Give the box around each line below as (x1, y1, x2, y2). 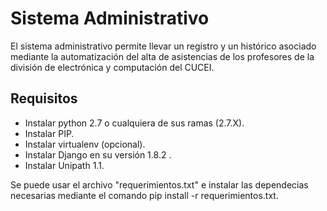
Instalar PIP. (24, 127, 75, 139)
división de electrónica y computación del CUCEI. (10, 61, 215, 73)
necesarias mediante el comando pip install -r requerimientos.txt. (10, 189, 279, 201)
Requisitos (10, 90, 78, 107)
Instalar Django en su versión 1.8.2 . (24, 148, 172, 161)
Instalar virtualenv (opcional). (24, 138, 146, 150)
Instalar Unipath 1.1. (24, 159, 105, 171)
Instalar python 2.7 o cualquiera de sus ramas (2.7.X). (24, 117, 245, 129)
